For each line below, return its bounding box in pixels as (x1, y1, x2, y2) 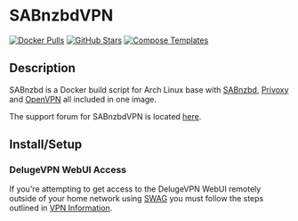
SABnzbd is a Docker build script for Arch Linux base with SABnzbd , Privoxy (9, 84, 289, 94)
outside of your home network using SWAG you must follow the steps (9, 193, 264, 204)
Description (9, 61, 76, 76)
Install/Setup (9, 137, 83, 152)
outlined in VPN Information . (9, 202, 113, 214)
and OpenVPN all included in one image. (9, 94, 157, 104)
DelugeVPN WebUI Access (9, 164, 127, 176)
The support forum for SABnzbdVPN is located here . (9, 110, 202, 121)
